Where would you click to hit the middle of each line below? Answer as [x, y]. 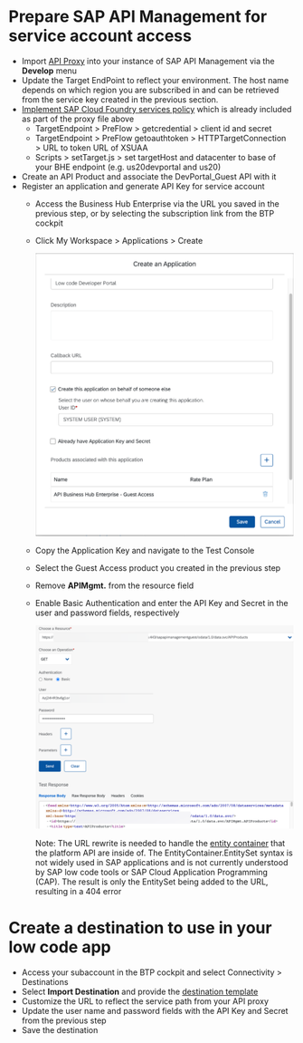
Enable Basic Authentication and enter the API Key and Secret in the [161, 604]
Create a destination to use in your [140, 927]
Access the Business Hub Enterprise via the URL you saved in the [157, 203]
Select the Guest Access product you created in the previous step [158, 568]
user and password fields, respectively [107, 613]
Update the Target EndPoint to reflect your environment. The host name [155, 80]
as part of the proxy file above [78, 119]
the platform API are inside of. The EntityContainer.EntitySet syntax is [164, 853]
